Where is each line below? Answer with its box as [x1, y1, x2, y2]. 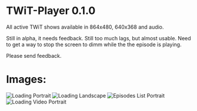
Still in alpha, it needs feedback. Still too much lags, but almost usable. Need [6, 34, 191, 41]
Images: [6, 73, 47, 86]
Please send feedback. [6, 52, 62, 59]
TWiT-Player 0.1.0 [6, 4, 96, 18]
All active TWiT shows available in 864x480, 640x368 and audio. [6, 23, 164, 30]
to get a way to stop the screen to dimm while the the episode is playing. [6, 41, 182, 48]
